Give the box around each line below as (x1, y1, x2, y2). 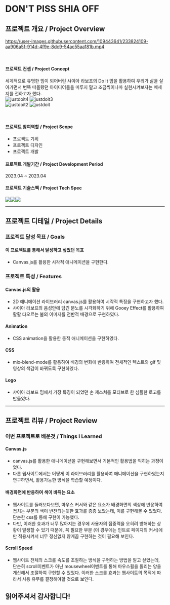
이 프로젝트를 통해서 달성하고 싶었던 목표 (5, 247, 84, 253)
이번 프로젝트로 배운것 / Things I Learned (5, 433, 102, 440)
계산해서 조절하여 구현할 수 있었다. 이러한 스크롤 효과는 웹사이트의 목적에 (12, 570, 156, 576)
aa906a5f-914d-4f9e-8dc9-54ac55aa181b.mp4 (5, 44, 105, 50)
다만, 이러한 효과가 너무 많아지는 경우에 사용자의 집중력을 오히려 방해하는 (12, 520, 156, 526)
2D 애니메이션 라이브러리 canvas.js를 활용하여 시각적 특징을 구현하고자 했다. (12, 298, 164, 305)
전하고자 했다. (14, 91, 42, 97)
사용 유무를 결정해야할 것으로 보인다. (22, 576, 94, 582)
